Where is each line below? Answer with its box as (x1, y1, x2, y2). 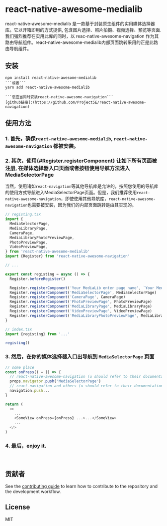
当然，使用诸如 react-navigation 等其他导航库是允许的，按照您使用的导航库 (5, 183, 159, 189)
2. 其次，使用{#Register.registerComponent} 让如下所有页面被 (5, 157, 158, 164)
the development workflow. (5, 489, 61, 495)
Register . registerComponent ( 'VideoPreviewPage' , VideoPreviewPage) (9, 308, 153, 314)
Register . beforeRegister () (9, 276, 66, 281)
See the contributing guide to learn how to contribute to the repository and (5, 483, 158, 490)
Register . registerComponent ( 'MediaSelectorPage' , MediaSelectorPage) (9, 290, 157, 295)
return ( (5, 402, 23, 407)
